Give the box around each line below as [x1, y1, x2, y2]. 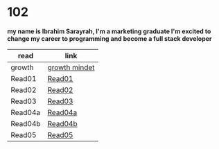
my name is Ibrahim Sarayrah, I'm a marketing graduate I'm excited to [7, 27, 211, 35]
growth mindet [47, 62, 95, 72]
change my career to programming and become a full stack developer [7, 34, 213, 42]
